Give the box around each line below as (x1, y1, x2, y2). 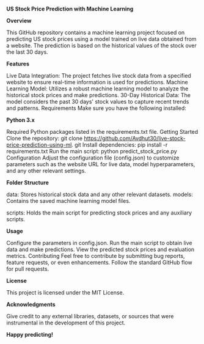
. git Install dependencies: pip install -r (71, 141, 168, 148)
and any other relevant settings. (6, 167, 87, 174)
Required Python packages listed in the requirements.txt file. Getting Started (6, 128, 199, 135)
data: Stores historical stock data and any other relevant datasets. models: (6, 191, 194, 198)
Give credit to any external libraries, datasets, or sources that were (6, 313, 174, 320)
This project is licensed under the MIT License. (6, 289, 125, 296)
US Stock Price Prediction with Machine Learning (6, 5, 134, 12)
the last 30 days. (6, 48, 49, 56)
